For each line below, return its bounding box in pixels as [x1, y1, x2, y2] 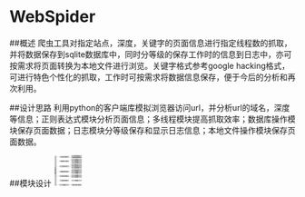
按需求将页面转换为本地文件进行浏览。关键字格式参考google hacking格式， [9, 60, 290, 71]
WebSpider [9, 6, 96, 27]
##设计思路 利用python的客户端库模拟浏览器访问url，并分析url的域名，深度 [9, 102, 290, 113]
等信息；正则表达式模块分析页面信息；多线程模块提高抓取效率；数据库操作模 [9, 113, 296, 124]
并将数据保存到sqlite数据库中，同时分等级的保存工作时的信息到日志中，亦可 [9, 48, 292, 60]
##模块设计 [9, 177, 52, 188]
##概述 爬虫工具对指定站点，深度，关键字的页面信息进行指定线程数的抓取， [9, 37, 292, 48]
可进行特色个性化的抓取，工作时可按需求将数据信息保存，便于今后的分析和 [9, 71, 288, 83]
